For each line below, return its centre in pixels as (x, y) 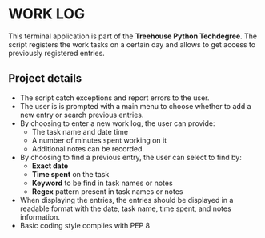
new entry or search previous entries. (82, 115)
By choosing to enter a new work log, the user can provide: (117, 123)
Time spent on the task (70, 174)
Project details (45, 78)
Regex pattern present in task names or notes (107, 191)
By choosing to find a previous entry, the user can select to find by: (130, 157)
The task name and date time (80, 131)
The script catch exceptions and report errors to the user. (114, 98)
